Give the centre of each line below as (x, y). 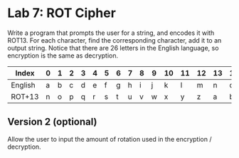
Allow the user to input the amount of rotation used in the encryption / (110, 139)
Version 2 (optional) (52, 122)
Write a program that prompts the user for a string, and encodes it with (111, 33)
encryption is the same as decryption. (63, 56)
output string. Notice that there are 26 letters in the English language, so (113, 48)
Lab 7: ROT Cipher (62, 13)
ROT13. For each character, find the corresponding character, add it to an (115, 40)
